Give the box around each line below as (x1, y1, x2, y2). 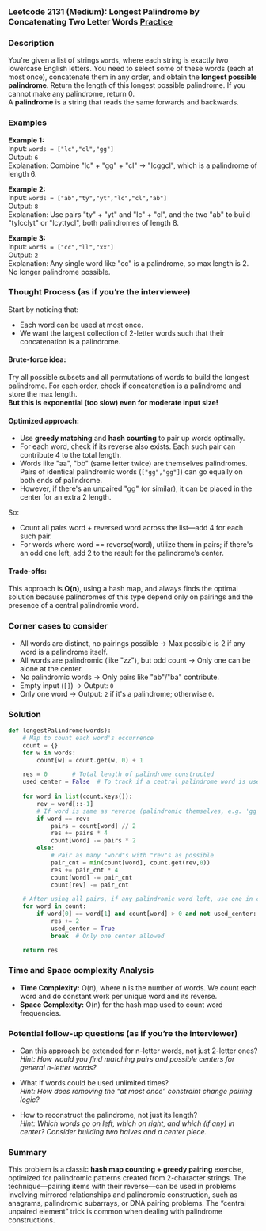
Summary (8, 1147, 47, 1158)
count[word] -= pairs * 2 (50, 837, 136, 845)
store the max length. (8, 389, 78, 399)
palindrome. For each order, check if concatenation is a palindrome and (8, 381, 241, 390)
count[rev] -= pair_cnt (50, 881, 129, 889)
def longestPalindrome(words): (8, 727, 112, 735)
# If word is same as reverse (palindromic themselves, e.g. (36, 807, 243, 815)
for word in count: (22, 902, 87, 910)
